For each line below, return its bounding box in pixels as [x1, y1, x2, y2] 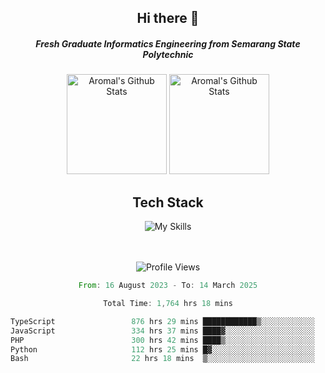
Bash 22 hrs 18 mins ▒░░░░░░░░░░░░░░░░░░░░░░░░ [10, 354, 315, 364]
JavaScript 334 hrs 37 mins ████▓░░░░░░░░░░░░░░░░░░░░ [10, 326, 315, 336]
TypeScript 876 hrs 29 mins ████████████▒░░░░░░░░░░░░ [10, 316, 315, 326]
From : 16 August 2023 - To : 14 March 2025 [78, 281, 258, 291]
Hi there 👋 [136, 10, 200, 27]
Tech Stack [132, 194, 204, 211]
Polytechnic [142, 48, 194, 60]
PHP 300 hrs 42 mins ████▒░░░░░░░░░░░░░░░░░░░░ [10, 335, 315, 345]
